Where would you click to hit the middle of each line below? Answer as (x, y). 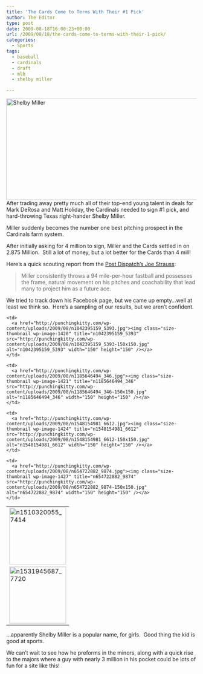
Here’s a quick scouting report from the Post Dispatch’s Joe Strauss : (91, 264)
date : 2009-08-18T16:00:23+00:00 (48, 29)
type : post (20, 23)
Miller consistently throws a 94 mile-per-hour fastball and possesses (107, 276)
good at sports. (25, 641)
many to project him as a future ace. (66, 289)
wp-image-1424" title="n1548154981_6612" (86, 429)
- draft (21, 68)
